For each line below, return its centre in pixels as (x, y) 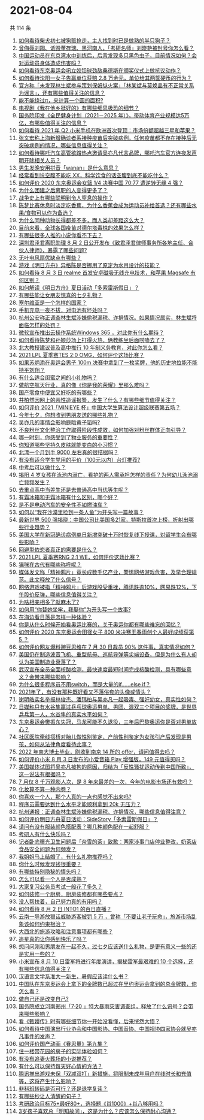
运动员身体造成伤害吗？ (53, 63)
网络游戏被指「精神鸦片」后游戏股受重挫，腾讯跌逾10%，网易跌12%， (105, 587)
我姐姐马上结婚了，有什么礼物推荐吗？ (66, 856)
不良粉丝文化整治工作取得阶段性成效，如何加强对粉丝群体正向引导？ (102, 429)
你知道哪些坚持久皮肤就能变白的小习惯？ (68, 444)
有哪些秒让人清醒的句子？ (50, 1096)
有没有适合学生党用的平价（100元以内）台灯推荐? (79, 459)
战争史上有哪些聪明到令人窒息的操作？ (66, 198)
